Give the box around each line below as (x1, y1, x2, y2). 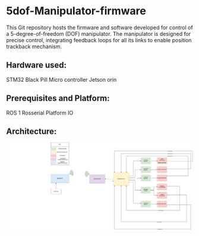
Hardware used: (6, 60, 67, 70)
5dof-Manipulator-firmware (6, 4, 147, 18)
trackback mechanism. (6, 43, 62, 50)
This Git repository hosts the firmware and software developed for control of (6, 24, 193, 31)
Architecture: (6, 126, 57, 136)
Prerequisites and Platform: (6, 94, 110, 104)
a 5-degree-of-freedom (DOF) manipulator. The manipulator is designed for (6, 30, 191, 37)
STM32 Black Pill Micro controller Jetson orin (6, 76, 117, 83)
